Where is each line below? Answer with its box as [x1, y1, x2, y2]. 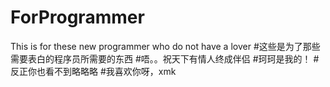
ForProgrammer [10, 6, 145, 29]
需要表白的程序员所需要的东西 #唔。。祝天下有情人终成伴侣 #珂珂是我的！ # [10, 52, 320, 65]
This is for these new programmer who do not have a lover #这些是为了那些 [10, 40, 321, 52]
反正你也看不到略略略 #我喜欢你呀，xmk [10, 65, 177, 77]
